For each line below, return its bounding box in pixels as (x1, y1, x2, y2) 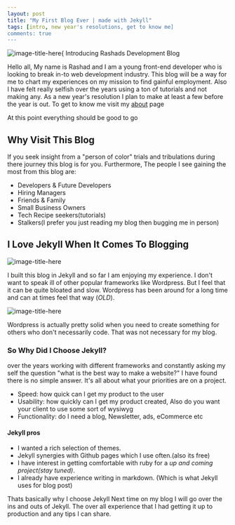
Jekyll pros (7, 428, 41, 437)
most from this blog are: (7, 168, 76, 176)
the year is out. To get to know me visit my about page (7, 100, 165, 109)
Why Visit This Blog (7, 134, 95, 146)
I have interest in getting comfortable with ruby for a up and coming (17, 459, 213, 467)
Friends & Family (17, 196, 66, 204)
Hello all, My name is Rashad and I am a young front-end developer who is (7, 62, 222, 71)
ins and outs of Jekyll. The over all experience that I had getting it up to (7, 503, 213, 511)
